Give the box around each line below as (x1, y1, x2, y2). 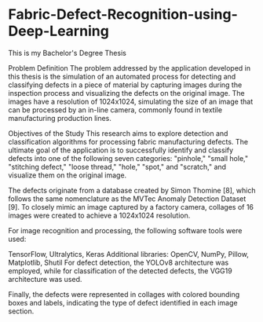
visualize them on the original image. (8, 170, 127, 180)
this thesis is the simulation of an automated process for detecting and (8, 71, 236, 81)
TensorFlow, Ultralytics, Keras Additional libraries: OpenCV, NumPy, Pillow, (8, 249, 249, 258)
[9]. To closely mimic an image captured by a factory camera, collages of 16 (8, 202, 254, 211)
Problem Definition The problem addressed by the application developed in (8, 63, 251, 72)
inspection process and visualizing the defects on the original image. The (8, 88, 245, 97)
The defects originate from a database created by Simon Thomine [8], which (8, 185, 256, 195)
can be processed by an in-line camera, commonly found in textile (8, 104, 222, 115)
